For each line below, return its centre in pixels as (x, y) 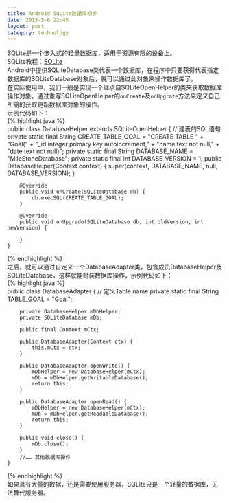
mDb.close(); (50, 444)
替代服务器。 (31, 493)
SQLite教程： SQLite (35, 62)
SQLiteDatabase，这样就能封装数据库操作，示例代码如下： (90, 276)
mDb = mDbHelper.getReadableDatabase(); (90, 414)
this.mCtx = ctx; (56, 348)
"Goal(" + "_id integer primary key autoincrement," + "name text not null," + (113, 144)
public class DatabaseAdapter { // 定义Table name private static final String (113, 291)
